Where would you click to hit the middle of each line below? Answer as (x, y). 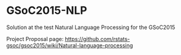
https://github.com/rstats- (98, 39)
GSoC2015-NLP (47, 11)
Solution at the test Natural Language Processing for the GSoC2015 (91, 27)
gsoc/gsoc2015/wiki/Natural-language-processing (70, 45)
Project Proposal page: (35, 39)
